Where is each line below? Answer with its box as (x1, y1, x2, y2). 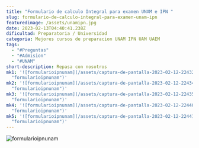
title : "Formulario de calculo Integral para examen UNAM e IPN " (6, 8, 174, 15)
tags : (6, 42, 20, 48)
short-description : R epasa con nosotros (6, 63, 108, 70)
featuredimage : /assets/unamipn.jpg (6, 20, 97, 25)
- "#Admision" (11, 53, 46, 59)
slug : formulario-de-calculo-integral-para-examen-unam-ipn (6, 14, 158, 20)
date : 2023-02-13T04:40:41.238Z (6, 25, 86, 31)
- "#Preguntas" (11, 47, 49, 53)
